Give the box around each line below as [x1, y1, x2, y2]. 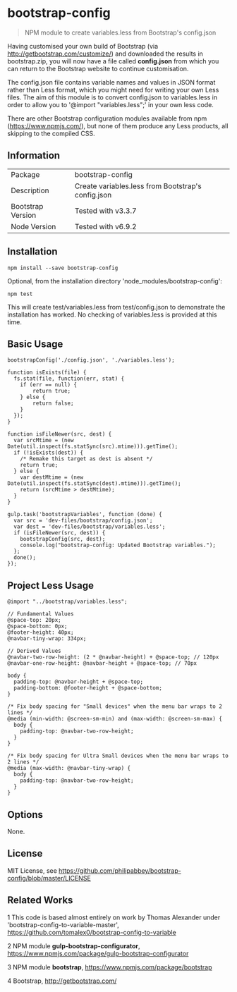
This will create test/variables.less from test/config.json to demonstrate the [7, 302, 226, 311]
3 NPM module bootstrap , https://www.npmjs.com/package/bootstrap [7, 962, 213, 971]
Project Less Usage [7, 580, 94, 592]
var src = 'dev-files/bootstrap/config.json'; [13, 517, 153, 525]
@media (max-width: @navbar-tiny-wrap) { [7, 765, 131, 772]
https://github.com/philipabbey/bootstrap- [59, 866, 181, 875]
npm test [7, 290, 33, 298]
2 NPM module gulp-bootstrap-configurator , [7, 941, 140, 950]
